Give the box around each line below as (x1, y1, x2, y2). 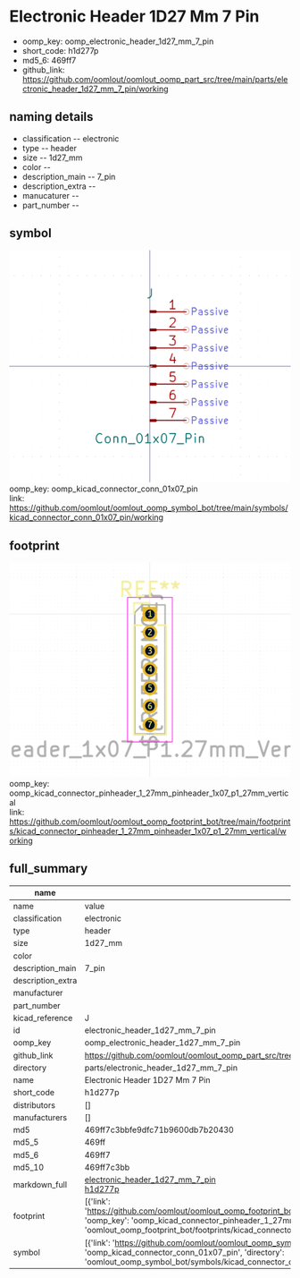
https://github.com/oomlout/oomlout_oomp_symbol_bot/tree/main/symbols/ (9, 503, 288, 514)
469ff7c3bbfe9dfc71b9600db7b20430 (84, 1125, 234, 1136)
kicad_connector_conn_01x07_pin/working (9, 512, 163, 523)
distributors (12, 1099, 56, 1111)
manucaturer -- (21, 190, 79, 200)
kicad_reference (12, 1012, 73, 1023)
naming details (9, 109, 94, 124)
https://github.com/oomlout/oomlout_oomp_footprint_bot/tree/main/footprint (9, 816, 291, 827)
